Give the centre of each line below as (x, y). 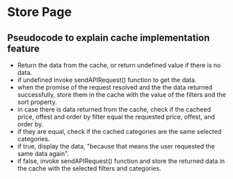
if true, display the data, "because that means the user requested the (116, 146)
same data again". (43, 154)
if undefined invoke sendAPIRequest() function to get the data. (107, 80)
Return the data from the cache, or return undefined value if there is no (119, 65)
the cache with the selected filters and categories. (89, 168)
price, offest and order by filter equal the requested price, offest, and (116, 117)
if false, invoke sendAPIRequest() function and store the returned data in (121, 161)
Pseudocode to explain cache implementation (109, 38)
